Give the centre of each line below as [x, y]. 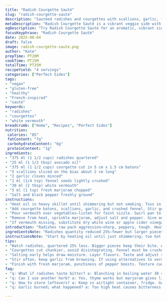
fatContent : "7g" [25, 139]
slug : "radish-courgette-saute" [39, 14]
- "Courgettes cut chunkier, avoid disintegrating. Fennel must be [77, 250]
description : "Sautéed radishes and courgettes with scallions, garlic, [82, 19]
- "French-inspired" [27, 98]
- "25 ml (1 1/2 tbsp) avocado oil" [43, 162]
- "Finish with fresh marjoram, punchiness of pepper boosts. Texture [80, 264]
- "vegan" [15, 84]
